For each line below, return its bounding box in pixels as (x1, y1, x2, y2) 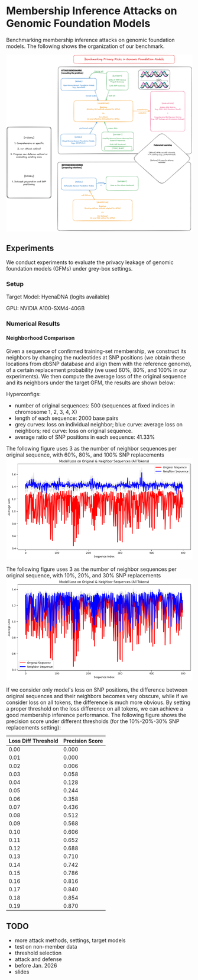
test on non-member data (14, 943, 77, 950)
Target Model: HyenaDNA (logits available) (6, 293, 110, 300)
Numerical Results (6, 320, 60, 328)
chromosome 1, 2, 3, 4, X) (14, 408, 77, 415)
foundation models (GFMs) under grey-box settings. (6, 265, 133, 272)
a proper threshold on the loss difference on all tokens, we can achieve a (6, 705, 183, 712)
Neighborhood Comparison (6, 334, 75, 341)
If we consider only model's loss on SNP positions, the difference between (6, 686, 188, 693)
